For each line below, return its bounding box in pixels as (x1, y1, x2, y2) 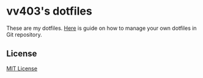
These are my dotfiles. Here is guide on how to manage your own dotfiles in (6, 24, 197, 32)
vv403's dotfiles (6, 4, 93, 18)
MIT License (6, 65, 38, 72)
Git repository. (6, 30, 42, 38)
